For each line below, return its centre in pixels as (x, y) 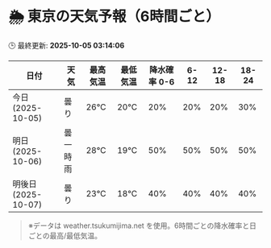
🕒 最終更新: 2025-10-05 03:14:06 (67, 45)
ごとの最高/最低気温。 (65, 235)
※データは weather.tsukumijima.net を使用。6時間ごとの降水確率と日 (142, 225)
